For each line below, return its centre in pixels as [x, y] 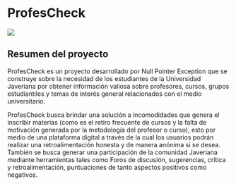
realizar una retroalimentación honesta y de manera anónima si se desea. [114, 144]
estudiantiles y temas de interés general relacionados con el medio [105, 94]
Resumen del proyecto [58, 54]
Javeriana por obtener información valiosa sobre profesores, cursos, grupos [118, 86]
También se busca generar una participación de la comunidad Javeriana [112, 152]
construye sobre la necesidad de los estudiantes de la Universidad [104, 78]
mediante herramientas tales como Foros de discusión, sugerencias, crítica [117, 159]
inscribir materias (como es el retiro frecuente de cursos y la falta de [107, 122]
